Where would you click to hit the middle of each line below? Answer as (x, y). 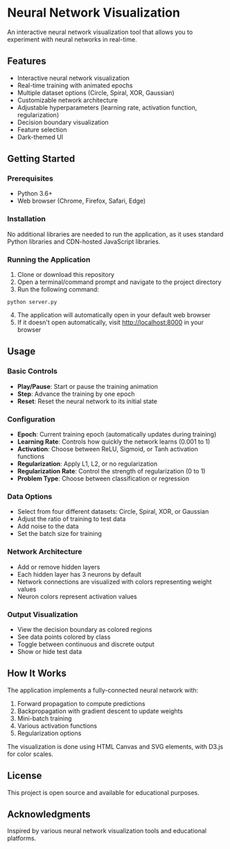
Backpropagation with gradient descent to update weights (100, 711)
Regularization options (49, 733)
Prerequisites (30, 178)
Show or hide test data (49, 651)
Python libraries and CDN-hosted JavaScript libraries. (84, 242)
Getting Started (41, 159)
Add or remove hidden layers (59, 566)
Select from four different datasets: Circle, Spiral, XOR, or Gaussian (113, 512)
